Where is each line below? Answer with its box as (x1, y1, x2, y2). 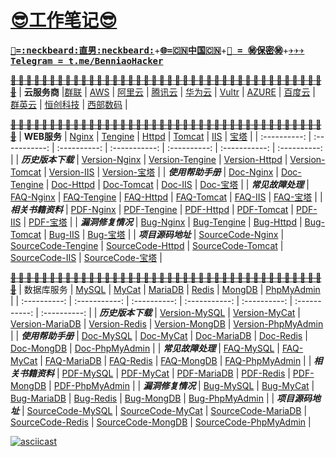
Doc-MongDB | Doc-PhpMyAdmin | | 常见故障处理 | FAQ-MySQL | (10, 342, 280, 354)
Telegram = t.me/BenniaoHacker (10, 55, 164, 66)
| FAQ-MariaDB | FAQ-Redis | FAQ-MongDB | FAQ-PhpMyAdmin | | (39, 354, 312, 366)
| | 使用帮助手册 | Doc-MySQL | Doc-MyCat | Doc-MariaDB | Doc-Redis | (10, 329, 308, 341)
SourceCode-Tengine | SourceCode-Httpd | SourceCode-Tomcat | (10, 239, 284, 251)
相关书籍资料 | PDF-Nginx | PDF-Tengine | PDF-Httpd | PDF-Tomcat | (10, 203, 294, 215)
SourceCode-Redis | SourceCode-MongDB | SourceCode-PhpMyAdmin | (10, 416, 312, 428)
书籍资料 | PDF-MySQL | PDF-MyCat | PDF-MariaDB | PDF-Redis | (18, 367, 291, 379)
